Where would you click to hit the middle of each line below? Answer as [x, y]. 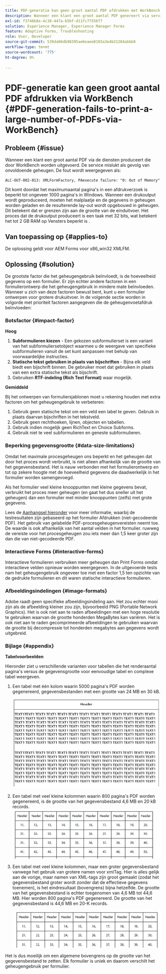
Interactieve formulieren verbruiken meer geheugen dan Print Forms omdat [82, 562]
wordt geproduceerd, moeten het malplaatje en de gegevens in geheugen [80, 200]
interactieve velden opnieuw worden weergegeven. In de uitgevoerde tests [81, 567]
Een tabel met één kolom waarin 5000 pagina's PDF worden [73, 686]
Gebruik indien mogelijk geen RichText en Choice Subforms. [73, 428]
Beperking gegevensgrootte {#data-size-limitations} [70, 445]
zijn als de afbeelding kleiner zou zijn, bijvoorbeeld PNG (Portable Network [81, 607]
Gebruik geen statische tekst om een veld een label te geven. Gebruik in [85, 412]
